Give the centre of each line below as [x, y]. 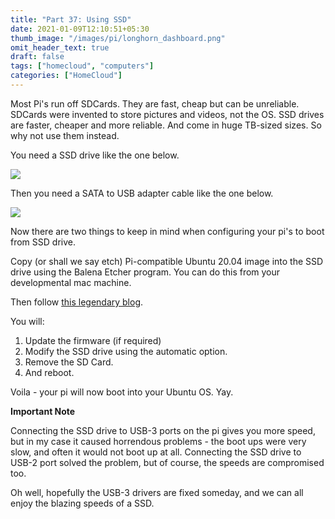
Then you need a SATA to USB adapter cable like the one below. [142, 193]
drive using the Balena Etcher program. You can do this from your [145, 272]
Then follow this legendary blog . [77, 302]
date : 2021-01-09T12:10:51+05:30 [80, 29]
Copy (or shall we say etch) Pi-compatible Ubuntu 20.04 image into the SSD [167, 261]
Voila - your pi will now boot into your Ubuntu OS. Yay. [122, 392]
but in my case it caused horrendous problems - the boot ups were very [158, 441]
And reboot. [49, 372]
